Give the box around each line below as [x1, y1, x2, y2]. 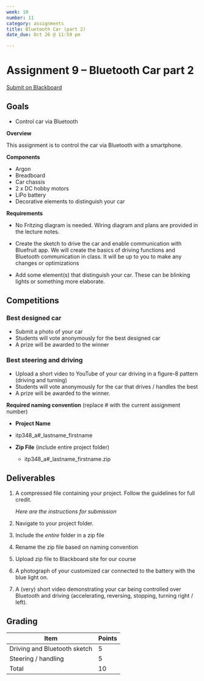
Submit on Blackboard [6, 84, 62, 91]
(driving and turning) [15, 376, 67, 383]
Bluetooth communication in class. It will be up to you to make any [15, 252, 182, 260]
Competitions [6, 295, 59, 306]
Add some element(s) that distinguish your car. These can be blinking [15, 271, 191, 279]
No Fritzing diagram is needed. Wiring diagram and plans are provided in [15, 221, 199, 228]
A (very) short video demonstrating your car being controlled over [15, 585, 181, 593]
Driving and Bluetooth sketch [9, 644, 93, 653]
